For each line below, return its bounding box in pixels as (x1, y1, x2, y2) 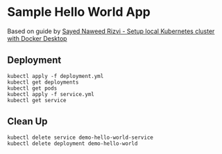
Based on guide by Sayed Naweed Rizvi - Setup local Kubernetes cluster (7, 27, 215, 35)
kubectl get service (7, 97, 67, 104)
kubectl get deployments (7, 79, 79, 86)
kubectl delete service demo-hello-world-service (7, 134, 154, 141)
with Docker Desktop (7, 34, 67, 42)
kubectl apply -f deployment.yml (7, 73, 104, 79)
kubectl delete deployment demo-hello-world (7, 139, 138, 147)
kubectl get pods (7, 84, 58, 92)
